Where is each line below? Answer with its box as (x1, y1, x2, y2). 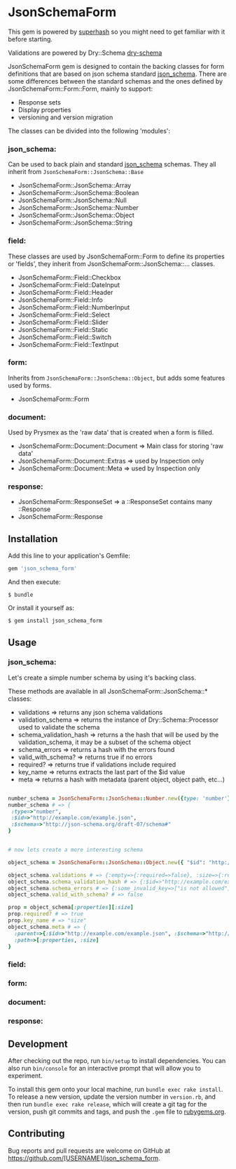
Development (8, 1038, 69, 1050)
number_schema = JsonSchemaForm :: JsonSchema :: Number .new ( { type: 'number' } (8, 795, 231, 802)
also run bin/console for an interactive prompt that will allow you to (8, 1064, 202, 1072)
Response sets (18, 98, 62, 106)
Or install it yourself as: (8, 604, 74, 612)
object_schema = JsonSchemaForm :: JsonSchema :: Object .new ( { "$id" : (8, 859, 206, 866)
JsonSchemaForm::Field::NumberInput (18, 303, 130, 311)
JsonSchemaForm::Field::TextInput (18, 340, 119, 348)
